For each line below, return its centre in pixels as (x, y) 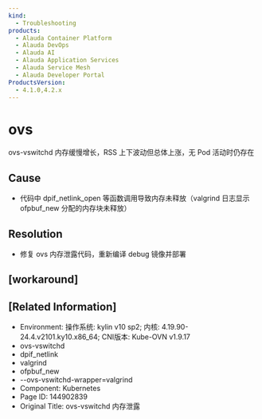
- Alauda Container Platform (64, 38)
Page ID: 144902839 (53, 397)
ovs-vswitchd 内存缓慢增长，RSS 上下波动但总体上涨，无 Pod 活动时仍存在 (131, 152)
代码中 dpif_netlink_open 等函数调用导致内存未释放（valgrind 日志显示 (135, 198)
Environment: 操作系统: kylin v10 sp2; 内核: (90, 327)
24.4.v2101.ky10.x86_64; (60, 337)
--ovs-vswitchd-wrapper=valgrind (76, 380)
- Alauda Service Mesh (53, 68)
